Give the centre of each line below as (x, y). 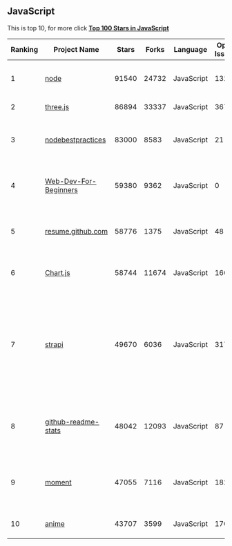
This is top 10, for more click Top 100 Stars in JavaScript (88, 28)
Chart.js (57, 272)
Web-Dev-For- (70, 181)
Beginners (61, 189)
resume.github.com (76, 231)
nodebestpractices (75, 140)
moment (58, 482)
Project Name (76, 49)
